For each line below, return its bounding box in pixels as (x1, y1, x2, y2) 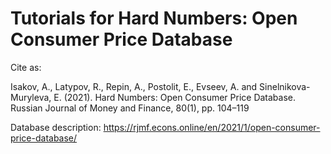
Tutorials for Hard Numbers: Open (10, 7, 298, 30)
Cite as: (10, 61, 42, 73)
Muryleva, (10, 91, 52, 103)
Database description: (10, 121, 102, 133)
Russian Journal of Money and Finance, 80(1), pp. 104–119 (10, 102, 250, 114)
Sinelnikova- (259, 80, 311, 92)
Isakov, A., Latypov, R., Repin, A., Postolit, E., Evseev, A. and (10, 80, 258, 92)
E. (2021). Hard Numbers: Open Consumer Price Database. (53, 91, 297, 103)
